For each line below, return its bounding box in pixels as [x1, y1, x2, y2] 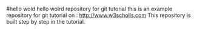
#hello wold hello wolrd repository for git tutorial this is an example [6, 5, 173, 12]
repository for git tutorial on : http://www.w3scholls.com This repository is [6, 12, 191, 19]
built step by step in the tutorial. [6, 18, 85, 25]
